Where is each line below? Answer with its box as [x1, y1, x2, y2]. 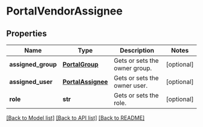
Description [120, 47, 155, 54]
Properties [6, 28, 47, 39]
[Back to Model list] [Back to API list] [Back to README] [6, 114, 145, 122]
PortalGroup [62, 60, 98, 68]
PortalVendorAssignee [6, 4, 123, 18]
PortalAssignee [62, 77, 108, 86]
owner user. [114, 82, 148, 90]
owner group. [114, 64, 152, 72]
